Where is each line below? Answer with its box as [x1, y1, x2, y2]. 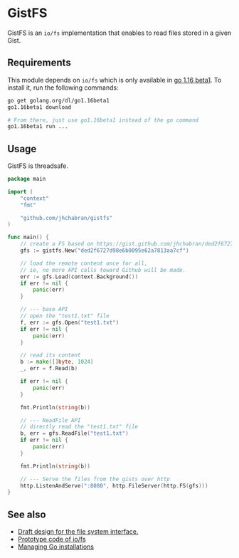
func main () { [7, 233, 50, 241]
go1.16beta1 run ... [7, 123, 69, 130]
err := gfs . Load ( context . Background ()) [20, 273, 139, 280]
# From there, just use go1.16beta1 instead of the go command [7, 116, 199, 124]
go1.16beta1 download [7, 103, 72, 111]
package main [7, 176, 46, 183]
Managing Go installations [17, 542, 95, 551]
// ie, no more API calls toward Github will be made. [20, 266, 186, 273]
